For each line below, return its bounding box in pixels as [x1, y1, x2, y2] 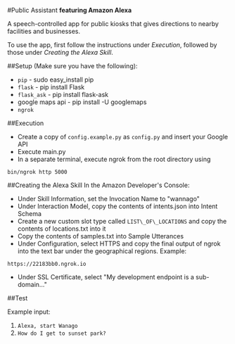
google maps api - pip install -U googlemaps [17, 98, 147, 106]
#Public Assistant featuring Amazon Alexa [7, 6, 132, 14]
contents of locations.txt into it [17, 224, 106, 233]
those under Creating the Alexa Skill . [7, 49, 114, 56]
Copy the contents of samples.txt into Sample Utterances [17, 232, 184, 240]
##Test [7, 294, 28, 302]
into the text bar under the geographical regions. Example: [17, 247, 187, 255]
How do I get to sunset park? [17, 330, 107, 337]
